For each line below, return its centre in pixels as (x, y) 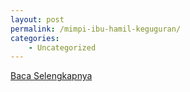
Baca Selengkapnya (51, 76)
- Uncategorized (62, 47)
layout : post (37, 19)
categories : (35, 38)
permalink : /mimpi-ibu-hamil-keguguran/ (96, 29)
